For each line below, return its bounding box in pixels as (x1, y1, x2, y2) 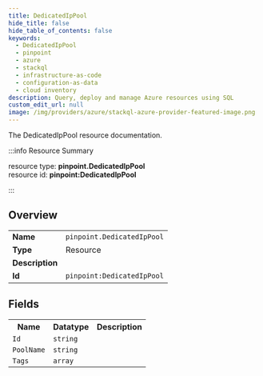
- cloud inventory (15, 86, 78, 94)
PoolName (12, 345, 46, 354)
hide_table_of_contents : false (8, 26, 113, 34)
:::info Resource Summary (8, 146, 94, 155)
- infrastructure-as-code (15, 71, 102, 79)
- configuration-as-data (15, 78, 98, 86)
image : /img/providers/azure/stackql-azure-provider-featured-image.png (8, 109, 256, 117)
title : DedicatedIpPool (8, 11, 88, 20)
